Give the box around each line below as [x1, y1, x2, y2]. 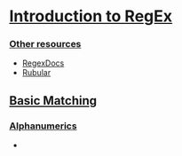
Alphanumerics [9, 120, 77, 132]
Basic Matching [9, 93, 98, 108]
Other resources [9, 38, 82, 51]
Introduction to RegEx [9, 6, 173, 27]
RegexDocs [21, 58, 65, 68]
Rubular [21, 67, 51, 78]
